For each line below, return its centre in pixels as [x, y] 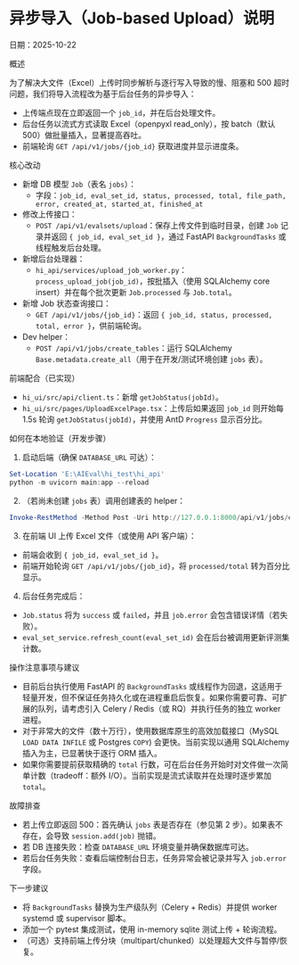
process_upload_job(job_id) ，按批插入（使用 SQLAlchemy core [153, 281]
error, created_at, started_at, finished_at [119, 204]
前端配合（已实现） [44, 378]
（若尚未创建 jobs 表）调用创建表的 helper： [104, 500]
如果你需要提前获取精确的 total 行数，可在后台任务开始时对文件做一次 [151, 764]
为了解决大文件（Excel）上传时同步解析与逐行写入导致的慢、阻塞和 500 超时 [149, 82]
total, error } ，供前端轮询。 [91, 326]
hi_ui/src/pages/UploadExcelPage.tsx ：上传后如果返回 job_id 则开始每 [153, 408]
